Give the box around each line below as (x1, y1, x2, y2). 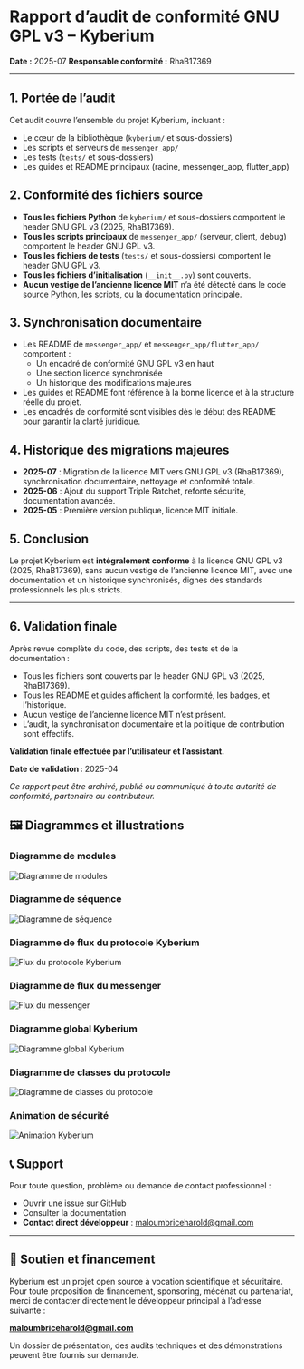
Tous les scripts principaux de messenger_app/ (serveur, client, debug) (22, 230, 287, 241)
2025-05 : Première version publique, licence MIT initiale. (22, 505, 239, 516)
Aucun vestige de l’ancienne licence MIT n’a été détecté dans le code (22, 279, 287, 289)
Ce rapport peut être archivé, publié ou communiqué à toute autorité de (9, 780, 277, 791)
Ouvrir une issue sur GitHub (22, 1198, 127, 1208)
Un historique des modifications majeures (35, 377, 192, 388)
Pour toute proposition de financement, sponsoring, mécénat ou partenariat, (9, 1286, 294, 1296)
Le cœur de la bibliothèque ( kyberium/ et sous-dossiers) (22, 132, 233, 142)
